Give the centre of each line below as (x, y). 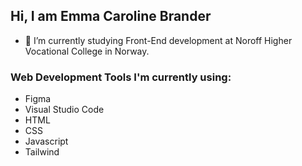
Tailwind (42, 152)
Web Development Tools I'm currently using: (121, 77)
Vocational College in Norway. (87, 51)
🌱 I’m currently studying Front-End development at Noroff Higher (158, 40)
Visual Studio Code (64, 110)
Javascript (46, 141)
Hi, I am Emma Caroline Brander (111, 16)
